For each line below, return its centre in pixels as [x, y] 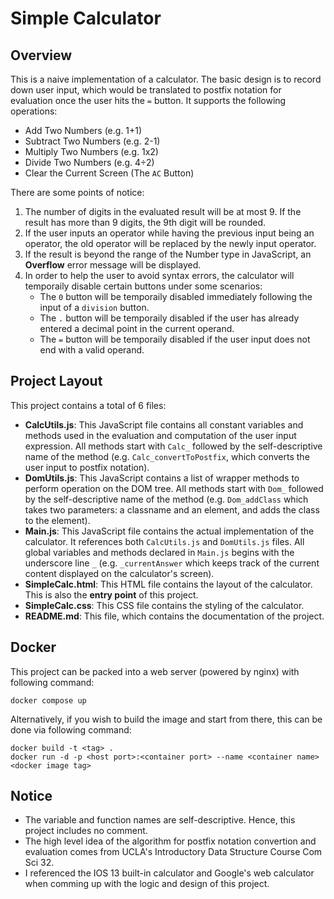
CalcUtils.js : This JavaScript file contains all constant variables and [164, 424]
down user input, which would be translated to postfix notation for [146, 90]
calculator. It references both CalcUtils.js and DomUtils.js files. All [164, 541]
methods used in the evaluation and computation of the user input [160, 435]
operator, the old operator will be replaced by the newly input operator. [170, 243]
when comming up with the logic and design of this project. [147, 884]
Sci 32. [39, 863]
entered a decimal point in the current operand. [137, 328]
